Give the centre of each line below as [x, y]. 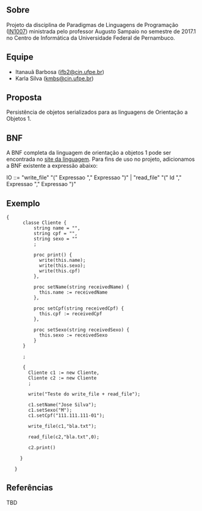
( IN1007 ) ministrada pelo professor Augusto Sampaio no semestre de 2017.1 [101, 31]
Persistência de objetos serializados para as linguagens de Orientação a [97, 112]
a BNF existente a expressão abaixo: [52, 166]
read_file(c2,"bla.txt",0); [64, 437]
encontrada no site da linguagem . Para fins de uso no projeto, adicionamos [101, 159]
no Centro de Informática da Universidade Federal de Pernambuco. [91, 38]
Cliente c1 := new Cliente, [64, 373]
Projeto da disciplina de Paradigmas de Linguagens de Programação [92, 24]
